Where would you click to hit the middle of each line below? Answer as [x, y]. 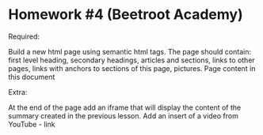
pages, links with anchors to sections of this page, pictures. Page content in [132, 68]
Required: [24, 36]
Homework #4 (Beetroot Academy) [126, 15]
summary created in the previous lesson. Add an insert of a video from [124, 115]
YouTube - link [32, 124]
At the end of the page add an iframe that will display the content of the [125, 107]
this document [32, 77]
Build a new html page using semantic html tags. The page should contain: [130, 51]
